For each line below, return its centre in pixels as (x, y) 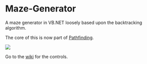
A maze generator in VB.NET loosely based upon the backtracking (74, 22)
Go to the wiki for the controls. (37, 56)
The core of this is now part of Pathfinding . (50, 37)
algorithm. (16, 27)
